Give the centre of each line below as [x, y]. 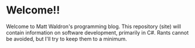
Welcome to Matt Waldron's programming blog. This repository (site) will [94, 26]
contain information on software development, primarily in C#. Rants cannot [97, 32]
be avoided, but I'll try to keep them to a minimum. [66, 39]
